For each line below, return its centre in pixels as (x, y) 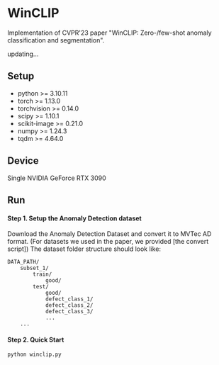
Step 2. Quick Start (36, 339)
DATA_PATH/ (23, 262)
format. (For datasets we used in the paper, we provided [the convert (108, 242)
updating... (23, 54)
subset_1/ (35, 268)
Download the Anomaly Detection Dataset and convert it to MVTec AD (109, 234)
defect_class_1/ (69, 299)
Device (23, 161)
